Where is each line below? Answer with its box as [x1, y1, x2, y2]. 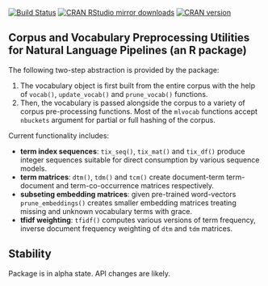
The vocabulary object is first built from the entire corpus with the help [19, 81, 256, 90]
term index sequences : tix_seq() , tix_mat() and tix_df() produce [19, 146, 245, 156]
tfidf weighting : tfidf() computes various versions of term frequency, [19, 215, 256, 225]
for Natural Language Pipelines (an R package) [8, 44, 248, 57]
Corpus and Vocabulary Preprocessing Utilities [8, 31, 250, 44]
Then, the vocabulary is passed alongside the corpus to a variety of [19, 98, 246, 107]
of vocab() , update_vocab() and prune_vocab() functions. [19, 89, 208, 99]
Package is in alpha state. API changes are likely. [8, 268, 171, 278]
